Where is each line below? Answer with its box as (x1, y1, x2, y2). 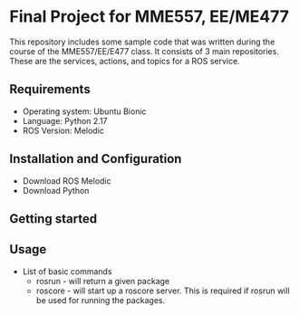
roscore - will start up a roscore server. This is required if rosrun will (35, 285, 290, 296)
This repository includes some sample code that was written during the (9, 36, 275, 47)
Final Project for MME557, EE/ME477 (9, 6, 290, 27)
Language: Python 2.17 (22, 115, 108, 126)
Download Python (22, 185, 90, 196)
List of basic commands (22, 265, 112, 277)
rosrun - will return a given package (35, 275, 170, 286)
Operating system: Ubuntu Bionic (22, 106, 147, 117)
